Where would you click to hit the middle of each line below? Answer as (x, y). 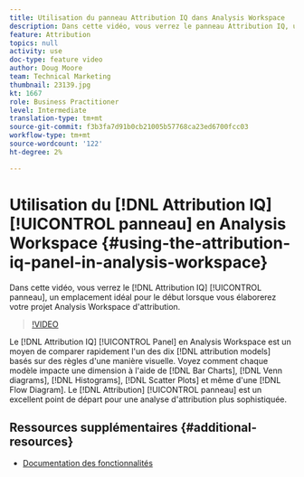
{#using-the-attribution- (196, 243)
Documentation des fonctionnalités (88, 463)
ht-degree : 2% (36, 152)
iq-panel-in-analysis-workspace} (139, 262)
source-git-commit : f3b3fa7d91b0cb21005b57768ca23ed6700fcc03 (129, 127)
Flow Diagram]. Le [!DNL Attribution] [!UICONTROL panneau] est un (136, 389)
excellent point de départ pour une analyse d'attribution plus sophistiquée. (148, 399)
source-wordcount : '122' (56, 144)
